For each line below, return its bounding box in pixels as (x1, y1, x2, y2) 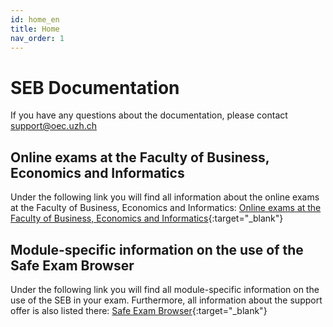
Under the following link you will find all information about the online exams (10, 191, 320, 203)
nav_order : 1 (10, 33, 65, 43)
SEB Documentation (10, 76, 180, 99)
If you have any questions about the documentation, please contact (10, 109, 288, 121)
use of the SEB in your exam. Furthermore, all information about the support (10, 294, 323, 306)
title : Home (10, 24, 60, 34)
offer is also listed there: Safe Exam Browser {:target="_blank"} (10, 304, 268, 316)
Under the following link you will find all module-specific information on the (10, 283, 320, 295)
